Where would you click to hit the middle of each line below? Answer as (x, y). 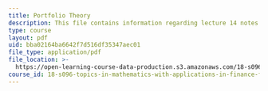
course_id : (26, 74)
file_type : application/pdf (55, 52)
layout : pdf (28, 38)
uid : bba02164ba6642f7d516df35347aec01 (75, 45)
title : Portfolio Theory (49, 15)
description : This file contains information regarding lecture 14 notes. (135, 23)
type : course (30, 30)
